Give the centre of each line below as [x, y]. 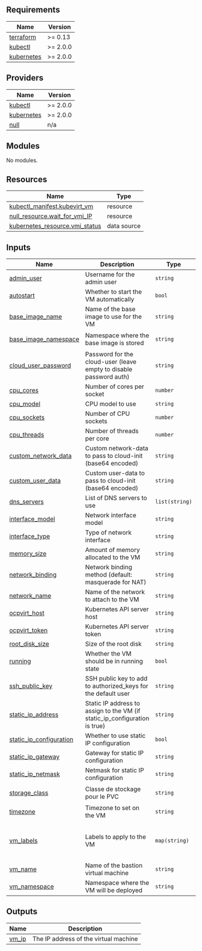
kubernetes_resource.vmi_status [55, 226]
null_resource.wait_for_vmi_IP [51, 216]
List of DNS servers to [116, 498]
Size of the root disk [113, 644]
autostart [22, 296]
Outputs [22, 912]
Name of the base [110, 309]
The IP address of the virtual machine [85, 938]
